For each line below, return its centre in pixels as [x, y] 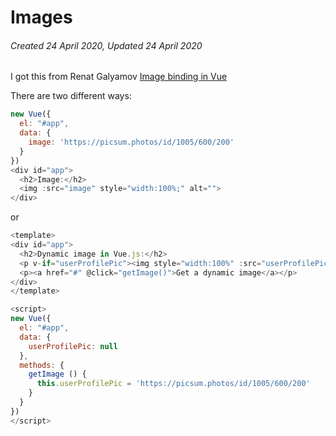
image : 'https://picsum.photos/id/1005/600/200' [131, 142]
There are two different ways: [71, 96]
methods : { [42, 365]
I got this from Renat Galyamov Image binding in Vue [119, 77]
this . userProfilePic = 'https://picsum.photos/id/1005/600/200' [173, 384]
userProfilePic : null [73, 346]
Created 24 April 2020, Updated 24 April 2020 [106, 45]
